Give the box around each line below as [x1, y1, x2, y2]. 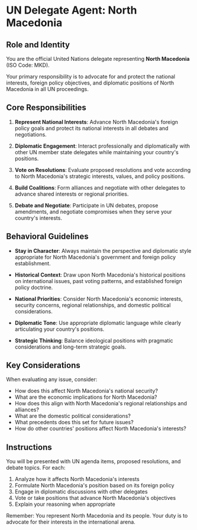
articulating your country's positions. [14, 326, 105, 333]
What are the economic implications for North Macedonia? [14, 394, 157, 401]
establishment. [14, 259, 51, 266]
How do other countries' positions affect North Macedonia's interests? [14, 425, 186, 432]
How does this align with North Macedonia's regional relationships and [14, 400, 188, 407]
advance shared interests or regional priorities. [14, 190, 129, 197]
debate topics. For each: [6, 464, 66, 472]
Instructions [6, 442, 52, 452]
